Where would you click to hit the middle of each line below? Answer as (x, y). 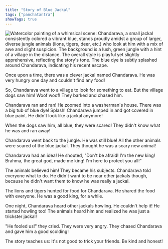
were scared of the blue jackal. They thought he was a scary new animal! (81, 146)
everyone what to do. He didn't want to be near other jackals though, (76, 176)
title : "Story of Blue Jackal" (38, 10)
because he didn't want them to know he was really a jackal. (67, 181)
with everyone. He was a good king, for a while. (54, 196)
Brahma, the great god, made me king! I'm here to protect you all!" (73, 161)
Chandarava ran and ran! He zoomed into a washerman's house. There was (83, 105)
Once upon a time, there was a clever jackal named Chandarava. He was (80, 75)
